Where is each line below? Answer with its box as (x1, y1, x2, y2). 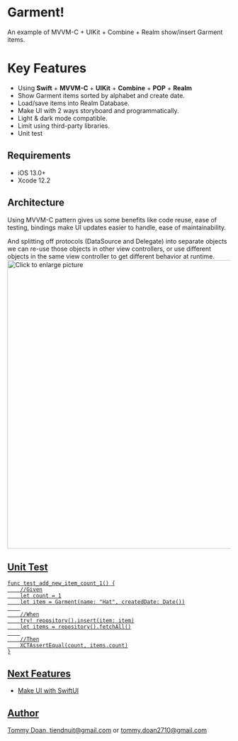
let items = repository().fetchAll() (20, 623, 132, 631)
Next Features (7, 667, 71, 679)
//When (20, 611, 40, 618)
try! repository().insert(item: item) (20, 617, 135, 624)
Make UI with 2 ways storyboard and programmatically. (17, 106, 179, 114)
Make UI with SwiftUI (17, 686, 79, 695)
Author (7, 707, 39, 719)
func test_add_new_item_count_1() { (7, 580, 115, 587)
